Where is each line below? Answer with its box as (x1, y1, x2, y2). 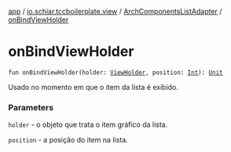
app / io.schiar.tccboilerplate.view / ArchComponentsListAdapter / (8, 7, 222, 16)
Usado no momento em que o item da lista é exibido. (8, 82, 179, 91)
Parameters (8, 102, 53, 113)
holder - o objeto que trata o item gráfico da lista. (8, 120, 168, 129)
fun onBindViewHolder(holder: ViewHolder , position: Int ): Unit (8, 69, 223, 76)
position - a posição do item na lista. (8, 135, 128, 145)
